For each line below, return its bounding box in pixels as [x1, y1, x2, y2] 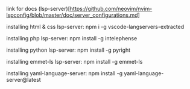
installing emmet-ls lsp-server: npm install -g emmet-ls [6, 58, 143, 65]
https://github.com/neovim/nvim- [69, 5, 153, 12]
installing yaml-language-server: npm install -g [6, 70, 123, 77]
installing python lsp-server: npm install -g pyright [6, 46, 131, 54]
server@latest [6, 76, 41, 83]
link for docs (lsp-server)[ [6, 5, 71, 12]
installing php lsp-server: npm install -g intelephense [6, 35, 138, 41]
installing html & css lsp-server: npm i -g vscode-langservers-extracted [6, 23, 185, 30]
